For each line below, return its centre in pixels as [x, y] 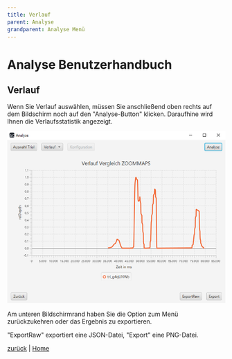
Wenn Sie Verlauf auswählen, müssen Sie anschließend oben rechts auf [110, 107]
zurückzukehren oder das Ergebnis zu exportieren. [80, 321]
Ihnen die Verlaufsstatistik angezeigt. [60, 122]
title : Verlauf [29, 15]
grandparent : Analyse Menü [46, 29]
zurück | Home [28, 348]
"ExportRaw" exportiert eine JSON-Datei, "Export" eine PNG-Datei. [103, 335]
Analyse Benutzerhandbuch [90, 64]
